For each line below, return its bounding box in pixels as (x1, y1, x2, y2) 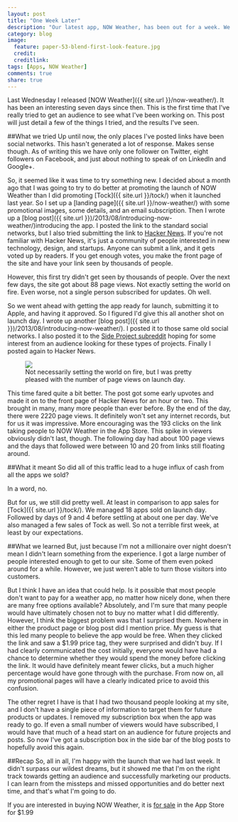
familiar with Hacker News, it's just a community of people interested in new (7, 236, 230, 245)
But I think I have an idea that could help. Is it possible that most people (7, 586, 216, 595)
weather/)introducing (7, 221, 70, 230)
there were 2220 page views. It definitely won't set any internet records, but (7, 412, 230, 420)
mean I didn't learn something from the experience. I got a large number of (7, 549, 227, 558)
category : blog (7, 30, 53, 38)
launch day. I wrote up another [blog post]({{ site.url (7, 317, 160, 325)
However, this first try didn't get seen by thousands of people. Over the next (7, 273, 230, 281)
